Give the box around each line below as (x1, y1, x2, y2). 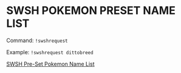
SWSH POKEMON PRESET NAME (6, 4, 176, 18)
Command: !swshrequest (6, 36, 68, 44)
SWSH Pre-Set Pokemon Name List (6, 60, 95, 68)
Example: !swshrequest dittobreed (6, 48, 94, 55)
